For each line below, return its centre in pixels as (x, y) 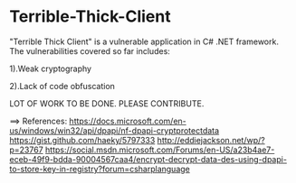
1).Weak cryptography (51, 69)
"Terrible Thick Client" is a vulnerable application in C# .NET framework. (144, 41)
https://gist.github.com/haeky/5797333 (82, 140)
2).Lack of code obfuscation (62, 86)
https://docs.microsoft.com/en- (128, 121)
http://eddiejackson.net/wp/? (211, 140)
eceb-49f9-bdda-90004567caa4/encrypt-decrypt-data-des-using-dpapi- (148, 159)
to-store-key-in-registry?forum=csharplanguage (100, 169)
